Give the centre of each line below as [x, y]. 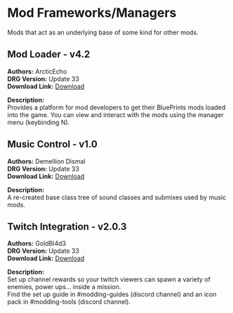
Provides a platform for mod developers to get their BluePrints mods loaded [116, 107]
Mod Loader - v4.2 [49, 54]
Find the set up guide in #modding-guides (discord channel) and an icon [112, 294]
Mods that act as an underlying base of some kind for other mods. [103, 32]
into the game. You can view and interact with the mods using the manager [115, 114]
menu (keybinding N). [39, 122]
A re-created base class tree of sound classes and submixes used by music [117, 197]
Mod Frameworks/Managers [92, 13]
